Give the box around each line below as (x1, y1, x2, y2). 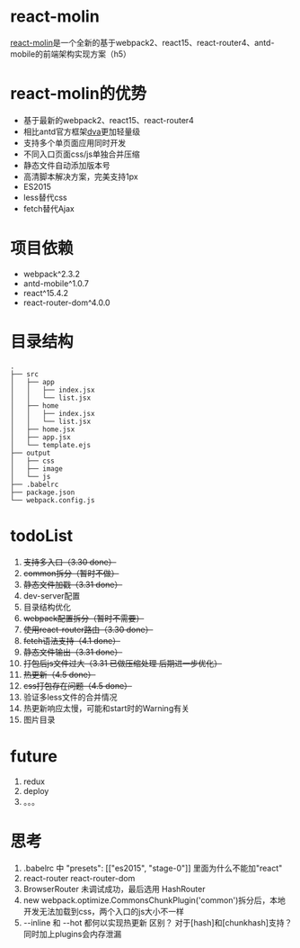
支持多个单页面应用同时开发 (22, 137, 127, 148)
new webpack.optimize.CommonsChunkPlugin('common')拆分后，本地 (22, 894, 287, 906)
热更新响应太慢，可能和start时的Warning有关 (22, 702, 190, 713)
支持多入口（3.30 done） (22, 556, 117, 567)
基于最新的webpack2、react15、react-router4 (22, 114, 194, 125)
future (10, 745, 57, 766)
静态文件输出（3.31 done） (22, 646, 123, 657)
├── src (10, 369, 40, 379)
